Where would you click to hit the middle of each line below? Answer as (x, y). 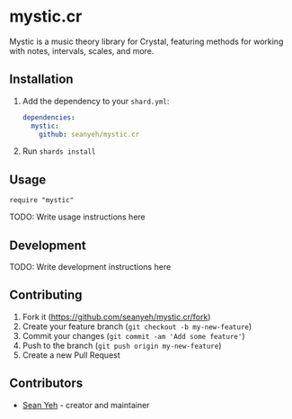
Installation (41, 80)
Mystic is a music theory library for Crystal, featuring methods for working (146, 41)
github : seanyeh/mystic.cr (89, 134)
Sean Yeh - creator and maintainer (86, 405)
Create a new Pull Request (71, 355)
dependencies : (49, 117)
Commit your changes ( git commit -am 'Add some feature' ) (133, 335)
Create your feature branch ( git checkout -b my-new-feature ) (137, 326)
